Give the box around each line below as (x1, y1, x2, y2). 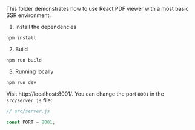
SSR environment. (6, 11, 51, 19)
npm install (6, 35, 36, 41)
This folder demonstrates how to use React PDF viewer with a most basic (6, 5, 189, 12)
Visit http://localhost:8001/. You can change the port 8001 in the (6, 90, 165, 97)
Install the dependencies (15, 24, 77, 30)
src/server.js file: (6, 97, 53, 103)
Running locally (15, 68, 54, 75)
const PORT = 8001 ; (6, 119, 56, 125)
